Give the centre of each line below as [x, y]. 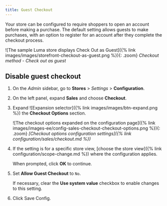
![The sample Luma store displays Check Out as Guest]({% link [70, 50]
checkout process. [24, 40]
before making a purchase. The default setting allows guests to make [77, 29]
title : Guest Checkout [29, 10]
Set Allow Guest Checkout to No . [47, 173]
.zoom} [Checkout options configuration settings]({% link [72, 134]
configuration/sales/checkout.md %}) [52, 139]
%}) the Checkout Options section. [49, 113]
